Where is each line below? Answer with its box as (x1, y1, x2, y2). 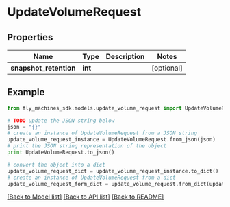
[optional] (151, 63, 183, 73)
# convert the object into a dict (7, 161, 106, 168)
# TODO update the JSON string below (7, 117, 115, 124)
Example (7, 86, 45, 98)
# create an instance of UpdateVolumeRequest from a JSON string (7, 130, 197, 137)
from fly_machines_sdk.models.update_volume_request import (7, 104, 183, 112)
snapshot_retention (10, 63, 76, 73)
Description (105, 52, 145, 61)
